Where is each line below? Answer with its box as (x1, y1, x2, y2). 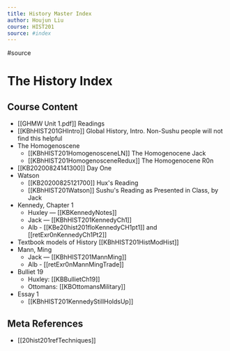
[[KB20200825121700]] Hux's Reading (27, 179, 139, 187)
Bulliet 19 (17, 268, 44, 276)
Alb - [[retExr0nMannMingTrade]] (27, 260, 124, 269)
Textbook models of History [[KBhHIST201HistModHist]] (17, 238, 179, 246)
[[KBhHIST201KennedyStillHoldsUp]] (27, 297, 134, 306)
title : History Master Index (7, 10, 92, 17)
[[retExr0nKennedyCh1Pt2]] (27, 231, 107, 239)
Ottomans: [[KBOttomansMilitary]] (27, 283, 126, 291)
